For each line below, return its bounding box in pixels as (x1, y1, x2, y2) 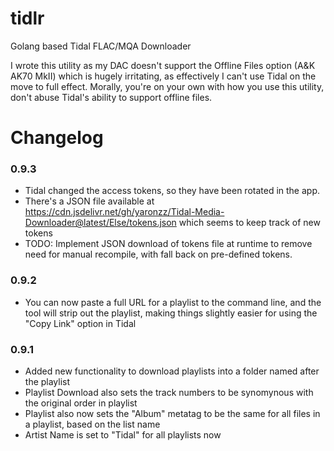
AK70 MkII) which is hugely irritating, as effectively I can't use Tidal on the (10, 70, 317, 82)
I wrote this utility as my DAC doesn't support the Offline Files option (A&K (10, 59, 316, 71)
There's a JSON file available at (24, 195, 155, 207)
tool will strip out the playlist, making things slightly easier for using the (24, 307, 318, 319)
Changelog (10, 127, 104, 149)
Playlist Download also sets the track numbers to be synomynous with (24, 387, 314, 399)
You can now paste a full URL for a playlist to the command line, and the (24, 296, 322, 308)
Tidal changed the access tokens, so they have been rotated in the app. (24, 185, 321, 197)
